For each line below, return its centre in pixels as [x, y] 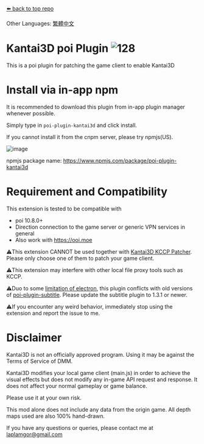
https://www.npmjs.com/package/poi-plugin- [120, 160]
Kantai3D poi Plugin [57, 48]
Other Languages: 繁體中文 [40, 23]
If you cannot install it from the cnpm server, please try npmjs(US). [90, 137]
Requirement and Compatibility [87, 192]
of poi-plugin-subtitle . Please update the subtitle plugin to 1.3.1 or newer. [97, 295]
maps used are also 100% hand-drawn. [56, 416]
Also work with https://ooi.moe [54, 240]
